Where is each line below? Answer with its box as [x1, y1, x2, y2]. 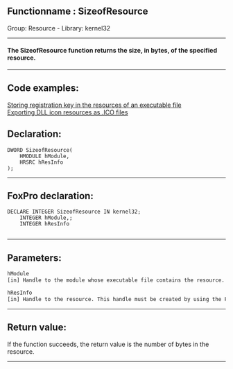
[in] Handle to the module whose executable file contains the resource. [7, 277, 225, 284]
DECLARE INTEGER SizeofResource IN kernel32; [7, 208, 141, 216]
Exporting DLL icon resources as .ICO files [7, 108, 128, 117]
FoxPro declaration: [7, 190, 94, 202]
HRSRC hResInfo [19, 159, 64, 166]
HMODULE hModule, [19, 153, 70, 160]
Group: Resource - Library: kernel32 [7, 24, 111, 32]
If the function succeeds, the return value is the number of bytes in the [7, 340, 209, 348]
